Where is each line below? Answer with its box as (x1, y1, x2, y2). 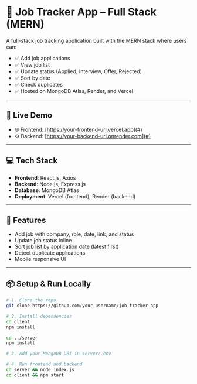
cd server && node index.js (6, 367, 75, 373)
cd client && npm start (6, 372, 64, 378)
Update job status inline (14, 237, 72, 244)
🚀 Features (6, 215, 46, 225)
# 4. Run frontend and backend (6, 361, 83, 368)
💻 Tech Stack (6, 156, 58, 166)
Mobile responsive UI (14, 256, 66, 263)
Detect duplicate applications (14, 249, 86, 256)
